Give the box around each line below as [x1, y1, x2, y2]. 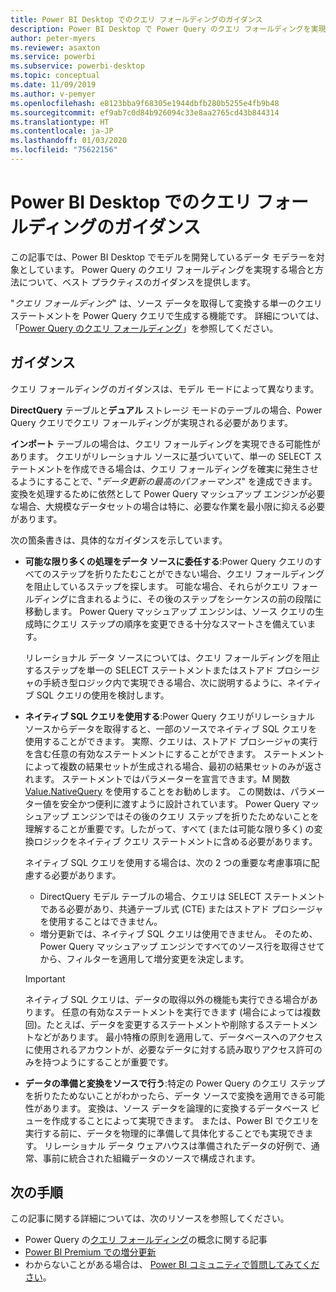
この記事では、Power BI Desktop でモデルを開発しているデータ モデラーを [10, 251, 317, 263]
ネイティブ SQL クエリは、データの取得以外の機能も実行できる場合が [24, 993, 310, 1005]
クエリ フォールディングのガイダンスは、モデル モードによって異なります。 [10, 382, 320, 395]
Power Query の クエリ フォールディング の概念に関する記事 [24, 1234, 268, 1246]
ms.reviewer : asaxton [10, 42, 101, 53]
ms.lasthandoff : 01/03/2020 [10, 136, 128, 146]
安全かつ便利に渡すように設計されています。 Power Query [59, 797, 300, 810]
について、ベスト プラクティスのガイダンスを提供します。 [18, 276, 257, 288]
